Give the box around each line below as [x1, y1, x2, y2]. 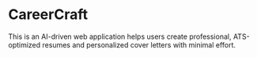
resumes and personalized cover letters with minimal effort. [42, 40, 236, 49]
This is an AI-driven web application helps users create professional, [8, 32, 232, 41]
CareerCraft [8, 6, 89, 24]
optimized [8, 40, 41, 49]
